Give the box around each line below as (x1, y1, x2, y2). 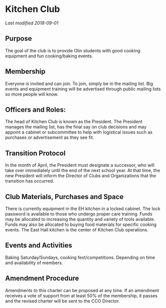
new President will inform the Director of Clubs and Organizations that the (5, 173, 157, 179)
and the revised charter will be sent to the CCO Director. (5, 298, 120, 304)
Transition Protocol (5, 149, 66, 157)
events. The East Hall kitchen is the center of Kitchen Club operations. (5, 227, 149, 232)
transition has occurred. (5, 178, 54, 184)
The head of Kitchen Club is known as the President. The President (5, 118, 143, 125)
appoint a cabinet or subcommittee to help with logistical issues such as (5, 129, 153, 135)
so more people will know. (5, 91, 59, 97)
